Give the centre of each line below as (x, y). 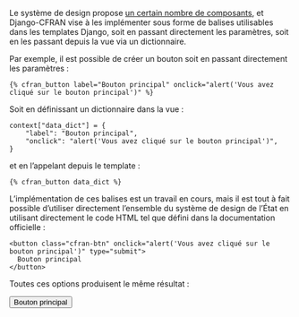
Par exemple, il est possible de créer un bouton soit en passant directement (149, 59)
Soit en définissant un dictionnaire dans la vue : (97, 109)
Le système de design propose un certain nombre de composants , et (137, 13)
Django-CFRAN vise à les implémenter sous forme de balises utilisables (141, 22)
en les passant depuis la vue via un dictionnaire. (98, 41)
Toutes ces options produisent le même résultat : (99, 284)
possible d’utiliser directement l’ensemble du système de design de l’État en (149, 208)
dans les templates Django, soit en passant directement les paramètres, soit (149, 32)
